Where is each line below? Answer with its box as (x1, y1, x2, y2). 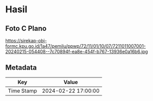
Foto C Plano (5, 24, 47, 33)
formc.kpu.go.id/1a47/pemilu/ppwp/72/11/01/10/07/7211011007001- (5, 43, 146, 49)
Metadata (5, 63, 37, 72)
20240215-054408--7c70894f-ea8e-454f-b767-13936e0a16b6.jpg (5, 49, 148, 54)
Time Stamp (8, 87, 37, 94)
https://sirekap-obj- (5, 37, 47, 44)
